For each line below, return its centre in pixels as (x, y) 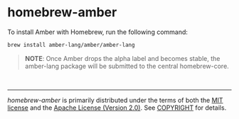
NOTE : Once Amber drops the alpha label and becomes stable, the (122, 58)
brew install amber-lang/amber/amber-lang (71, 45)
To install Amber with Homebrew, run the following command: (98, 32)
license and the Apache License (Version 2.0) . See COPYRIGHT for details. (117, 108)
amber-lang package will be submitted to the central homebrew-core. (127, 66)
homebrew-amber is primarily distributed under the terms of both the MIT (115, 100)
